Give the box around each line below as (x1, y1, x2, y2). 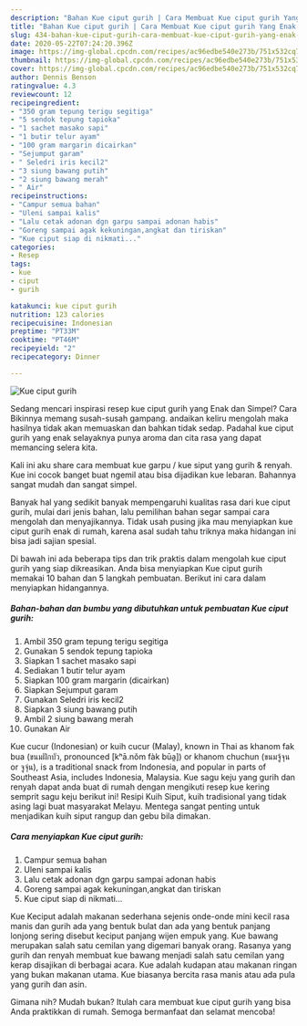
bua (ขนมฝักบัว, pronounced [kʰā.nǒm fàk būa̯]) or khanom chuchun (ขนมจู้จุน (10, 750, 291, 762)
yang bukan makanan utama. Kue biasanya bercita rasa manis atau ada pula (10, 968, 295, 979)
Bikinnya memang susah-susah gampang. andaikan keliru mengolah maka (10, 413, 290, 424)
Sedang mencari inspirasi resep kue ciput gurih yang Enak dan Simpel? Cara (10, 403, 297, 414)
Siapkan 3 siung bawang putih (23, 704, 138, 715)
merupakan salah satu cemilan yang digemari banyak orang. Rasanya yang (10, 939, 292, 950)
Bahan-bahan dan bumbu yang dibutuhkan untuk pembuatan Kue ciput (10, 603, 289, 614)
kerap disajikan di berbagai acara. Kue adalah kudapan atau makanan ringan (10, 959, 297, 970)
